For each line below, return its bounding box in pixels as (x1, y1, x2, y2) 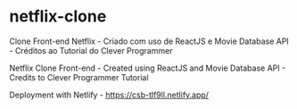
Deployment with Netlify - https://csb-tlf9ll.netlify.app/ (9, 89, 210, 100)
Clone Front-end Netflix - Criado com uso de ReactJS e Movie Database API (9, 36, 290, 46)
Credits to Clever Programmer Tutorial (9, 71, 149, 82)
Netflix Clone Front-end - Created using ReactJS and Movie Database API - (9, 63, 286, 73)
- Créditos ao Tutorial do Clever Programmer (9, 45, 173, 55)
